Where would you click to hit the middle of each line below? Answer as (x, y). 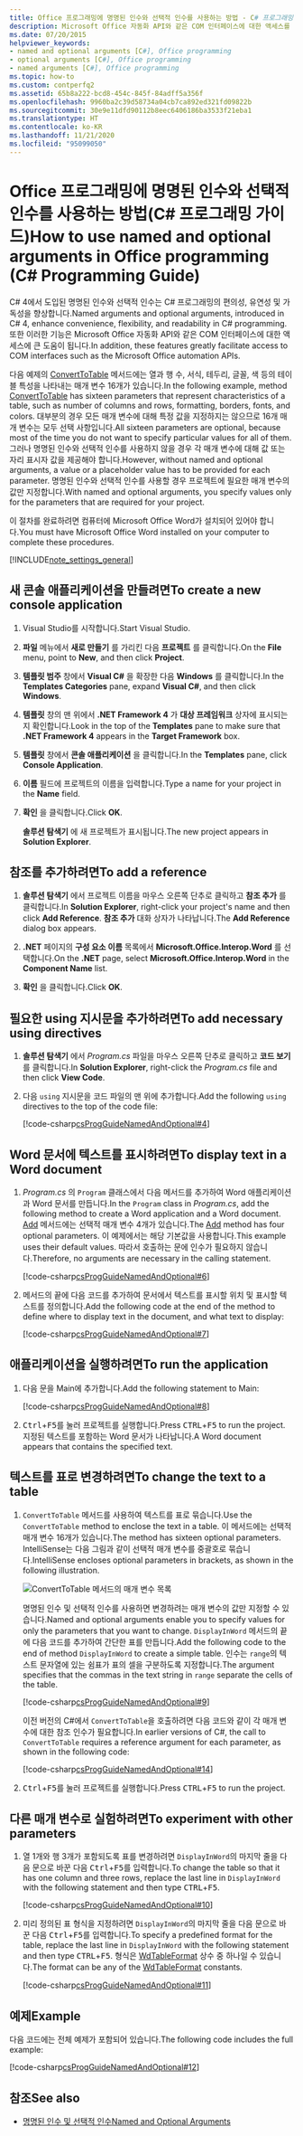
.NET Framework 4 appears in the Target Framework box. (131, 736)
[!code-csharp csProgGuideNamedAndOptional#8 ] (116, 1406)
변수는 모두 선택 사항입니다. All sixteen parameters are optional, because (150, 427)
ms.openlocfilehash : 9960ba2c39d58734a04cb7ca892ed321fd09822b (131, 102)
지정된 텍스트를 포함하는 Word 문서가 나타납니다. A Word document (142, 1436)
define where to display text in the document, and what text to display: (153, 1316)
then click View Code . (64, 1078)
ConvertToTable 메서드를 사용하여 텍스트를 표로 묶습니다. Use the (137, 1515)
